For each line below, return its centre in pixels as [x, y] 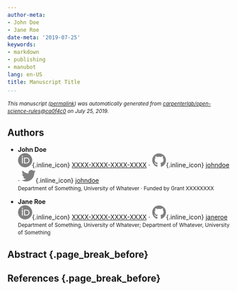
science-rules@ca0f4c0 [37, 111]
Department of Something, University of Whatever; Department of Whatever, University [123, 225]
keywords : [22, 45]
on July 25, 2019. [88, 111]
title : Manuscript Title [44, 82]
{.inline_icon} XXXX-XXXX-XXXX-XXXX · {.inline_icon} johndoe [131, 165]
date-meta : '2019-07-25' [44, 37]
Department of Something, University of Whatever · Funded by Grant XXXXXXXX [116, 189]
